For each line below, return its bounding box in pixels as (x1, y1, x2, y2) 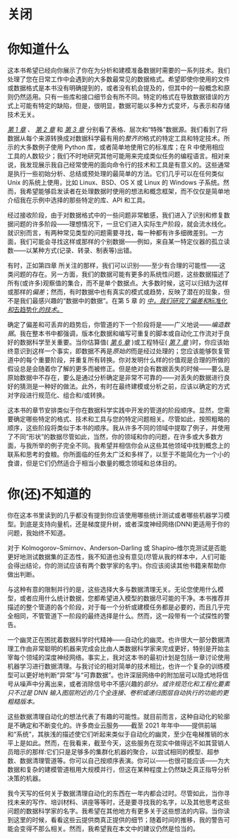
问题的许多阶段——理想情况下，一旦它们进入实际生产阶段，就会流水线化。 (13, 220, 230, 228)
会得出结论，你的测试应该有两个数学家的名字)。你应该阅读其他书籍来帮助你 (7, 561, 227, 570)
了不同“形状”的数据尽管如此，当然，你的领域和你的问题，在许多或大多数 (7, 432, 218, 441)
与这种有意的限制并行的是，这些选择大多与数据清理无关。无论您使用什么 (7, 585, 218, 594)
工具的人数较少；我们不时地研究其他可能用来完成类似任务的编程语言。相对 (7, 152, 224, 160)
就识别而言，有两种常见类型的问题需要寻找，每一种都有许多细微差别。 (7, 229, 212, 237)
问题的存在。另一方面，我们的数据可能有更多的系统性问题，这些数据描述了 (13, 270, 230, 279)
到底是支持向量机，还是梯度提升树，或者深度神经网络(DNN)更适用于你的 (19, 520, 230, 528)
